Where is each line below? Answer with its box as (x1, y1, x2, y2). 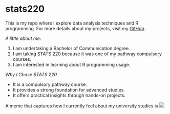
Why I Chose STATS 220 (5, 71, 57, 77)
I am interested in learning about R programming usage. (12, 61, 131, 67)
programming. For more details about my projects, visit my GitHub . (5, 25, 146, 31)
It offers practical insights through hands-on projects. (12, 92, 126, 98)
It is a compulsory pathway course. (12, 81, 87, 87)
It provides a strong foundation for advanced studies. (12, 86, 125, 93)
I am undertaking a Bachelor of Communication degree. (12, 45, 130, 51)
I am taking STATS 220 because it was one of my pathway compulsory (12, 51, 162, 57)
